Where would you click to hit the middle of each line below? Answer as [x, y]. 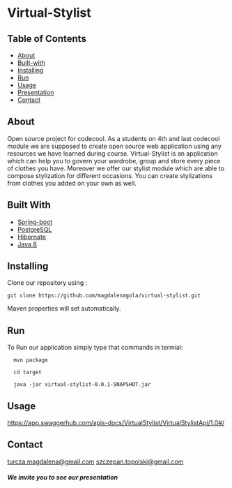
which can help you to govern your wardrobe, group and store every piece [114, 161]
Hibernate [32, 237]
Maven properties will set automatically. [64, 309]
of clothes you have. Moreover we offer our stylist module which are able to [116, 168]
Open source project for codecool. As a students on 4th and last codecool [114, 138]
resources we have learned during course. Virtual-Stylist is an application [113, 153]
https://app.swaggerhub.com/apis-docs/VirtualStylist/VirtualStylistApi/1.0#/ [116, 423]
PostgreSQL [34, 229]
